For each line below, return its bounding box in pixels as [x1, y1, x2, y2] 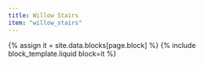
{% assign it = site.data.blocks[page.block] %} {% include [8, 40, 196, 49]
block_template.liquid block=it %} [8, 49, 117, 58]
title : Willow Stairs [8, 11, 79, 20]
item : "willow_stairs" [8, 19, 82, 27]
